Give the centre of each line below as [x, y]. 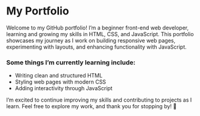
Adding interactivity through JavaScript [64, 88]
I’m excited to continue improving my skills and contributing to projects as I [99, 100]
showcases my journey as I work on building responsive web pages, [91, 40]
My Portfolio [38, 11]
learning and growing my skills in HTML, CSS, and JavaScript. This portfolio [100, 34]
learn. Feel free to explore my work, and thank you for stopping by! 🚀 [92, 106]
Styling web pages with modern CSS [61, 82]
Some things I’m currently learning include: [71, 63]
